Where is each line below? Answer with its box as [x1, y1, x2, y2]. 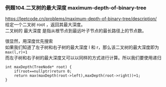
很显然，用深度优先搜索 [5, 38, 53, 44]
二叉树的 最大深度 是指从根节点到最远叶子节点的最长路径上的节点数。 [5, 28, 147, 34]
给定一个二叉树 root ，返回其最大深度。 [5, 22, 86, 28]
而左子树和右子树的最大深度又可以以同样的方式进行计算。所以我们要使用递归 [5, 55, 162, 61]
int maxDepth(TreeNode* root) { [5, 65, 72, 70]
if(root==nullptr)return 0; [14, 69, 72, 74]
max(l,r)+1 [5, 50, 28, 55]
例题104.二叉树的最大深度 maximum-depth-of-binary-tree [5, 4, 147, 11]
